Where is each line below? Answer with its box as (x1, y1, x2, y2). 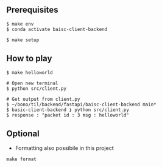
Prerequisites (6, 5, 58, 15)
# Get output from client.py (6, 96, 80, 102)
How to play (6, 53, 52, 64)
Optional (6, 129, 40, 139)
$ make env (6, 21, 34, 27)
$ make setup (6, 36, 40, 43)
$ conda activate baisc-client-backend (6, 26, 108, 32)
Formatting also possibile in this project (15, 145, 114, 152)
